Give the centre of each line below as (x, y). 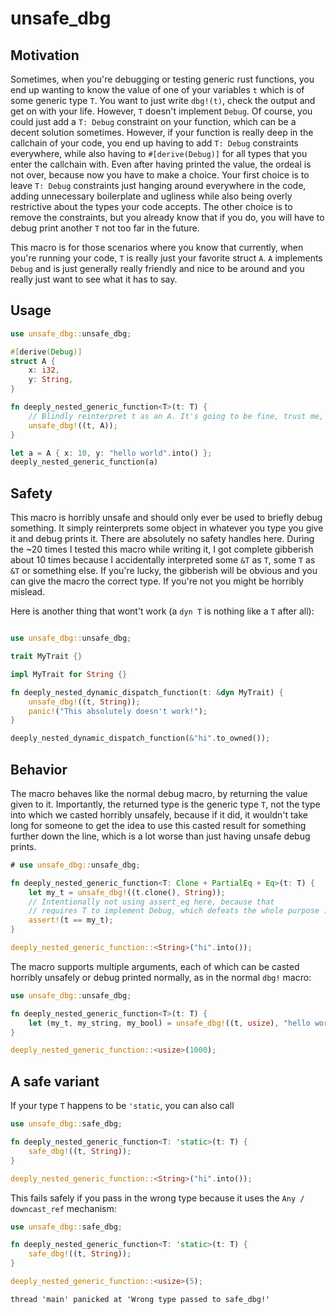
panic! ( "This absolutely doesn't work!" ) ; (118, 711)
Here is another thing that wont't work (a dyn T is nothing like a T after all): (162, 611)
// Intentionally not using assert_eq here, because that (151, 902)
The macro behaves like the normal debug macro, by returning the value (159, 793)
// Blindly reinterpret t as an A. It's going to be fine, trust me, (176, 416)
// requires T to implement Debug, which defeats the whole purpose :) (180, 911)
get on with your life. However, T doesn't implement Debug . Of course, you (161, 111)
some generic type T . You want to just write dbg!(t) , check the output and (163, 100)
